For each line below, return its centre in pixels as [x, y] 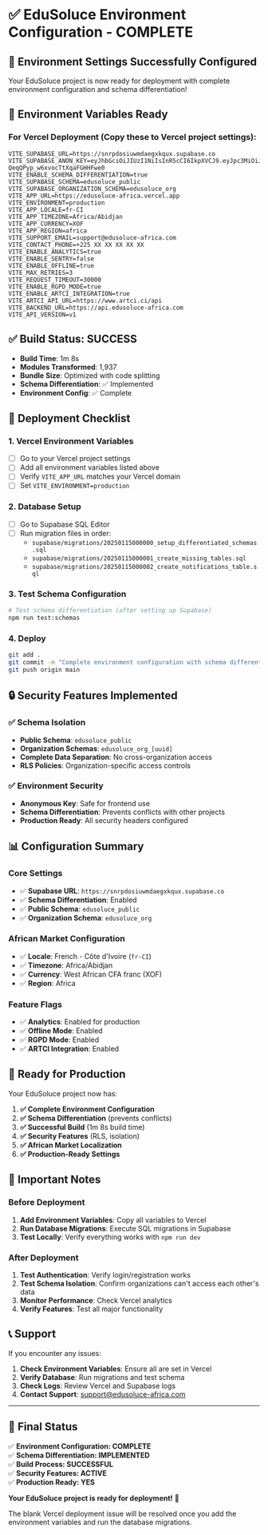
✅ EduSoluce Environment [97, 15]
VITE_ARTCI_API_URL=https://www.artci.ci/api [85, 300]
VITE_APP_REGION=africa [48, 231]
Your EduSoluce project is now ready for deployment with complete [119, 81]
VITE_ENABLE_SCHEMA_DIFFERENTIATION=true [78, 175]
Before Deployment [47, 1203]
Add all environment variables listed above [89, 467]
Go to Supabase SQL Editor [65, 524]
